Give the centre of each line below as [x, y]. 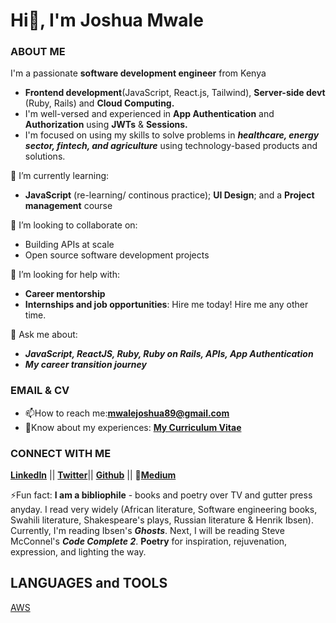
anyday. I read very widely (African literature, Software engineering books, [164, 510]
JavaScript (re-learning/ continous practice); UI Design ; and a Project [169, 195]
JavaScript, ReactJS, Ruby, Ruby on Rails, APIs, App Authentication [169, 354]
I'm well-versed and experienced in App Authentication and [149, 114]
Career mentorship [65, 294]
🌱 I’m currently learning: [60, 176]
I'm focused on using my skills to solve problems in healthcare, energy [172, 135]
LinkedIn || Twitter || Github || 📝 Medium [93, 475]
